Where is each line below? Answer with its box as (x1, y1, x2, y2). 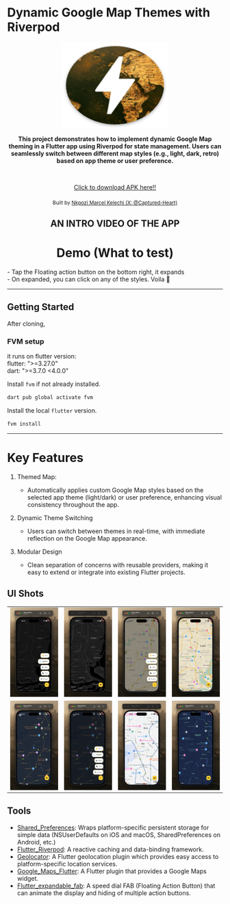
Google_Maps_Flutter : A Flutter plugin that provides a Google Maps (16, 867, 207, 875)
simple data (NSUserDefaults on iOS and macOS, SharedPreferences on (16, 830, 221, 839)
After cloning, (7, 320, 46, 328)
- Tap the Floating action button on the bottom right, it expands (7, 268, 185, 276)
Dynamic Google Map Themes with (7, 5, 211, 21)
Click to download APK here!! (74, 183, 156, 191)
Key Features (7, 450, 84, 466)
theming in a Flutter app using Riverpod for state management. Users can (8, 142, 222, 150)
